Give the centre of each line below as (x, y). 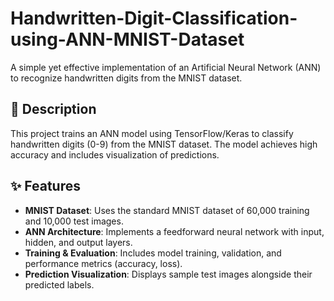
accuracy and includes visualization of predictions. (115, 154)
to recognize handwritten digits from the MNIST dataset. (126, 78)
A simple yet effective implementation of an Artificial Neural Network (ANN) (166, 67)
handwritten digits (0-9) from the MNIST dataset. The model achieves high (164, 144)
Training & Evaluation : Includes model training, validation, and (153, 253)
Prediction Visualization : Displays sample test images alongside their (168, 274)
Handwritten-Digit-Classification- (154, 18)
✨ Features (45, 186)
